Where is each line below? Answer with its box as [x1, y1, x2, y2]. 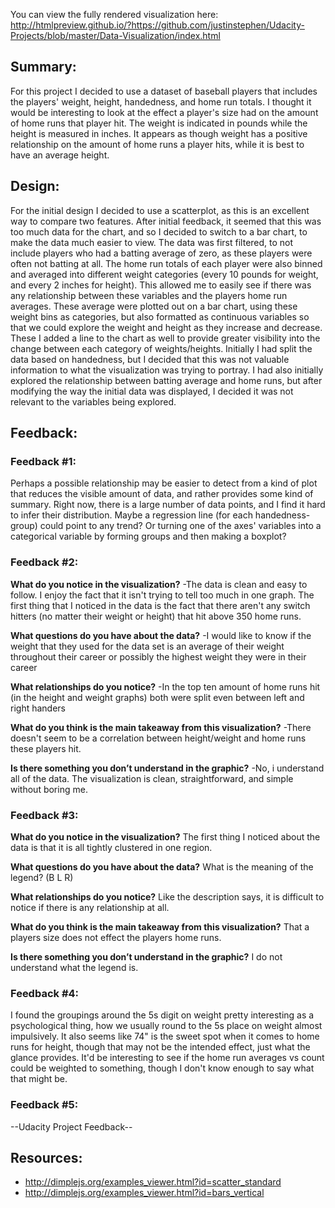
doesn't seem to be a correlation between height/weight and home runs [10, 732, 307, 744]
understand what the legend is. [10, 961, 139, 973]
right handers [10, 702, 66, 714]
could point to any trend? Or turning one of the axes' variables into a [39, 520, 322, 532]
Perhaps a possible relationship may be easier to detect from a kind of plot [10, 477, 318, 489]
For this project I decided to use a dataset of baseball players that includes [10, 85, 318, 97]
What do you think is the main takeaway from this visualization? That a [10, 920, 310, 933]
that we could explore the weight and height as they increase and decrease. [10, 321, 323, 333]
